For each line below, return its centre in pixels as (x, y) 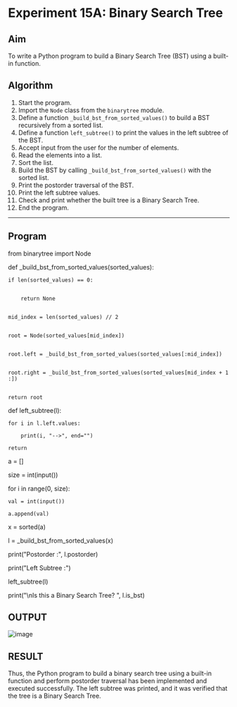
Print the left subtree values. (59, 193)
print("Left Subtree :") (39, 568)
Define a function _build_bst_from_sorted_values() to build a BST (114, 117)
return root (25, 397)
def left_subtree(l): (35, 410)
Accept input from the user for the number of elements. (98, 147)
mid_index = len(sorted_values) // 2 (63, 317)
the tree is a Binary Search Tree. (55, 696)
